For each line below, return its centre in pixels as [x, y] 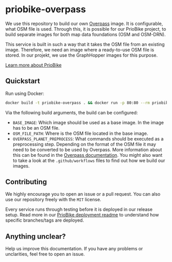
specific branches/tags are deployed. [45, 220]
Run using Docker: [25, 93]
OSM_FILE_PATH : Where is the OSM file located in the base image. [80, 133]
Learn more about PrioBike [34, 65]
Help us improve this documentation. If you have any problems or [74, 249]
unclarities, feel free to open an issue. [45, 254]
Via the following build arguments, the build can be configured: [72, 112]
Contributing [26, 182]
